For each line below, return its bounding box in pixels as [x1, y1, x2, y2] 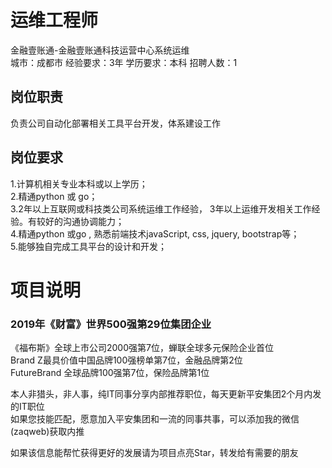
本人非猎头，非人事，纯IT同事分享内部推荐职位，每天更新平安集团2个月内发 [10, 388, 322, 400]
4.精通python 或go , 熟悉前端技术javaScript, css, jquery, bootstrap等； [10, 227, 300, 240]
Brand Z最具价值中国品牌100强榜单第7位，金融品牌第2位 [10, 354, 243, 366]
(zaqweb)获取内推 [10, 426, 85, 438]
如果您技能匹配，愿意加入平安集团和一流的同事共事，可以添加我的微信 [10, 413, 300, 425]
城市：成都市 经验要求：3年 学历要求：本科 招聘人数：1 [10, 56, 238, 68]
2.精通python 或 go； [10, 190, 98, 202]
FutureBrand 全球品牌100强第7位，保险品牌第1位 [10, 367, 210, 379]
